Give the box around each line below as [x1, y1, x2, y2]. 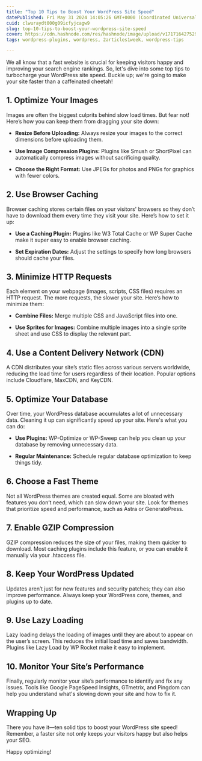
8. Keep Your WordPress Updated [6, 569, 134, 579]
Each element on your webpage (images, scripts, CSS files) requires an [6, 287, 183, 295]
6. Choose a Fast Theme [6, 477, 99, 487]
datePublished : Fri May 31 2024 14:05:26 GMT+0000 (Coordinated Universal [6, 14, 198, 20]
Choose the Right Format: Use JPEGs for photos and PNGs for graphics [14, 165, 194, 172]
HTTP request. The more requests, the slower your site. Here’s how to [6, 294, 179, 301]
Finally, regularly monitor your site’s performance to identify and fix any [6, 677, 183, 684]
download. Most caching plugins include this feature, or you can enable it [6, 545, 188, 552]
